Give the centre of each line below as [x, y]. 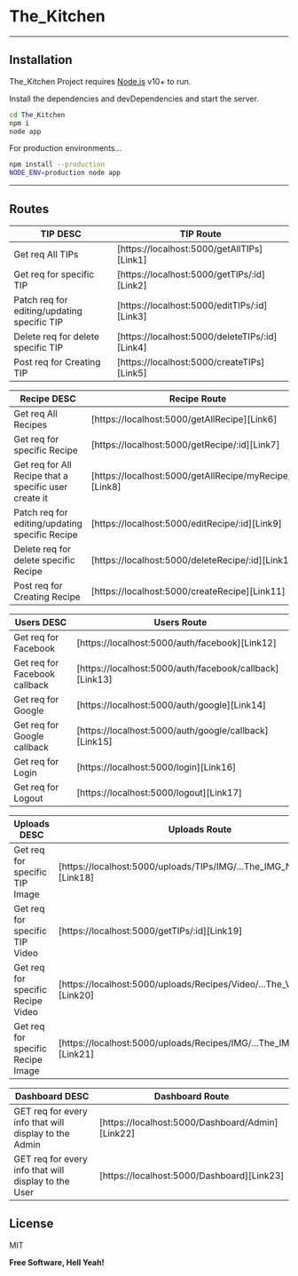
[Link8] [106, 487]
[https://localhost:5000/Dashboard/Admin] [188, 1122]
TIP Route [200, 234]
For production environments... [66, 148]
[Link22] [117, 1133]
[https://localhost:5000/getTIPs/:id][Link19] [150, 931]
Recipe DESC [48, 399]
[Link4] [132, 347]
